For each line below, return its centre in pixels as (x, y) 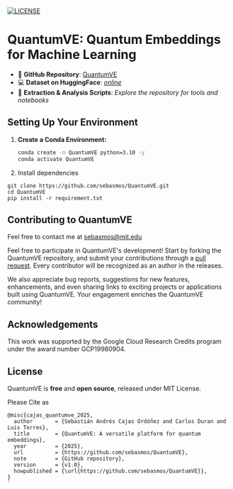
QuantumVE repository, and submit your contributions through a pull (107, 258)
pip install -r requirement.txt (55, 198)
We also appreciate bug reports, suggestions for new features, (98, 280)
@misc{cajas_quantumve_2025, (50, 415)
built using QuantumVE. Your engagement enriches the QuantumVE (106, 295)
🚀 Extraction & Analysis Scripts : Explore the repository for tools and (118, 92)
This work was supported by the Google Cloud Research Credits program (114, 341)
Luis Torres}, (28, 427)
